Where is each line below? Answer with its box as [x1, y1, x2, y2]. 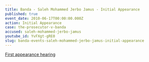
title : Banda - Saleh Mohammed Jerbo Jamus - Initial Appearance [5, 7, 140, 12]
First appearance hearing [5, 51, 56, 57]
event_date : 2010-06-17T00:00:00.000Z [5, 16, 83, 21]
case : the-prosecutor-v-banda [5, 25, 66, 30]
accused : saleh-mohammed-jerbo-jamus [5, 29, 82, 34]
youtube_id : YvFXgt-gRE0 [5, 34, 55, 39]
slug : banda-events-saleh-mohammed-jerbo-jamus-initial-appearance [5, 38, 145, 43]
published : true [5, 12, 38, 16]
